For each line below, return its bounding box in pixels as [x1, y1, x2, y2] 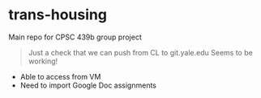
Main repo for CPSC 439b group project [8, 32, 142, 42]
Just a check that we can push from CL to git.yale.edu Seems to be [28, 47, 253, 57]
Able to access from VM [19, 71, 101, 81]
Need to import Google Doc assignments [19, 80, 156, 90]
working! [28, 56, 58, 66]
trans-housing [8, 6, 108, 24]
